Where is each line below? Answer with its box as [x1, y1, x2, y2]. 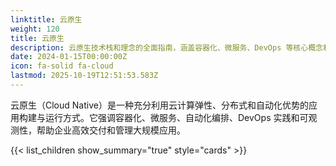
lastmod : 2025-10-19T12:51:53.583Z [10, 71, 159, 81]
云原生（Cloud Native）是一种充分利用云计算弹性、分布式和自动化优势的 [10, 99, 309, 111]
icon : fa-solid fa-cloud [10, 61, 114, 71]
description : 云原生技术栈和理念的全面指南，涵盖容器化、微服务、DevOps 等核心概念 [10, 42, 323, 53]
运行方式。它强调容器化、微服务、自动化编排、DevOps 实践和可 [44, 111, 309, 123]
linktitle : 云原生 [10, 14, 83, 25]
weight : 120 [10, 24, 60, 34]
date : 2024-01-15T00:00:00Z [10, 52, 128, 62]
